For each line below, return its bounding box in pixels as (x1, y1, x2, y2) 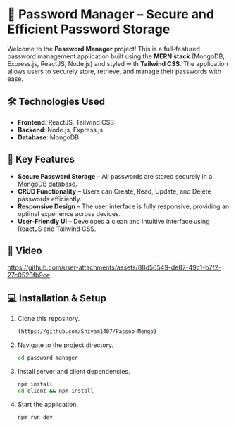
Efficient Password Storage (7, 21, 170, 37)
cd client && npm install (17, 387, 94, 394)
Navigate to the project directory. (17, 341, 114, 349)
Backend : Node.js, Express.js (17, 125, 104, 134)
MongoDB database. (17, 180, 77, 188)
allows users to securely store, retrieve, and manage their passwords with (7, 67, 222, 75)
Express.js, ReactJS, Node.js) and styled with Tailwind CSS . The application (7, 59, 229, 68)
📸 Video (7, 244, 42, 256)
